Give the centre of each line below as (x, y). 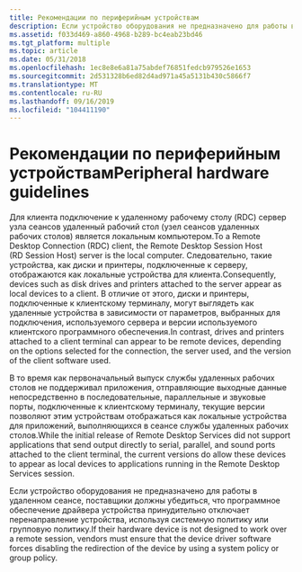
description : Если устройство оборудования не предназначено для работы (148, 26)
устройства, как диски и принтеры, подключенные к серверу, (129, 265)
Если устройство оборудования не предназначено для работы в (133, 491)
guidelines (49, 192)
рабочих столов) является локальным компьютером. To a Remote (135, 237)
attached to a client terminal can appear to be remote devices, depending (145, 342)
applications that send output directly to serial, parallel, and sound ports (142, 445)
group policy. (34, 558)
